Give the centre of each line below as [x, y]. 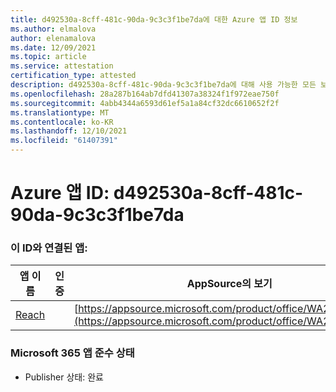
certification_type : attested [73, 76]
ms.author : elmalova [53, 29]
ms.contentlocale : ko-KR [62, 122]
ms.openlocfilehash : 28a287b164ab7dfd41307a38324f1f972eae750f [145, 94]
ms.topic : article [48, 57]
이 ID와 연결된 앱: [49, 248]
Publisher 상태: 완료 [64, 377]
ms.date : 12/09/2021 [53, 47]
